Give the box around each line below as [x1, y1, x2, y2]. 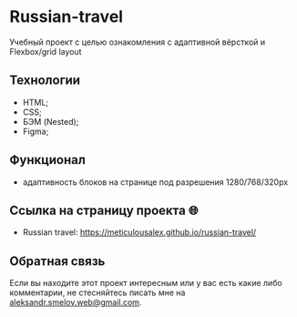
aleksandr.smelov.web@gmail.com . [9, 297, 142, 308]
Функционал [9, 152, 87, 168]
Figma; [22, 126, 49, 137]
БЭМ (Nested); [22, 116, 79, 127]
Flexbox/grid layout [9, 46, 82, 56]
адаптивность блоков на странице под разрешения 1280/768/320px [22, 176, 289, 188]
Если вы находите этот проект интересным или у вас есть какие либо [9, 278, 282, 289]
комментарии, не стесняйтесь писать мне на [9, 287, 186, 298]
